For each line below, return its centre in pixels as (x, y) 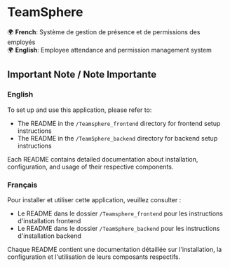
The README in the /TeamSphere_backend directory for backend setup (117, 138)
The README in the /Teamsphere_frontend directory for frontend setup (119, 123)
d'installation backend (49, 236)
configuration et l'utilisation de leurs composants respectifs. (94, 257)
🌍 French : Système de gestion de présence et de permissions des (104, 31)
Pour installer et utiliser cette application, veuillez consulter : (94, 199)
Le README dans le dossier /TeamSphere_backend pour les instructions (119, 228)
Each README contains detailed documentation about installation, (103, 159)
